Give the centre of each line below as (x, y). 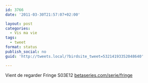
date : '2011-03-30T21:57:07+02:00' (43, 15)
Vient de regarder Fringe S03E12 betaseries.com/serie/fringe (69, 75)
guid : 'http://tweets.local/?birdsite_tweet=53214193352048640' (75, 56)
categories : (18, 28)
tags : (11, 38)
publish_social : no (26, 52)
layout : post (19, 24)
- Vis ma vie (24, 33)
